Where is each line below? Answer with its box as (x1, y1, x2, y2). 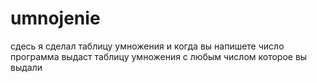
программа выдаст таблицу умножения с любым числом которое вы (10, 50, 308, 62)
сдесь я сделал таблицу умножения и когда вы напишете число (10, 40, 285, 52)
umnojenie (10, 7, 101, 30)
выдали (10, 61, 43, 73)
